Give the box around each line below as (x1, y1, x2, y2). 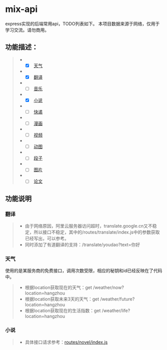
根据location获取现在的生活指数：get (24, 307, 101, 313)
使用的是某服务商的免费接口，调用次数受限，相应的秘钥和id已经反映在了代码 (5, 267, 162, 273)
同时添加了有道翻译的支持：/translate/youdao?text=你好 (24, 241, 140, 248)
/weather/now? (93, 284, 124, 290)
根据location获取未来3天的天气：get (24, 296, 99, 302)
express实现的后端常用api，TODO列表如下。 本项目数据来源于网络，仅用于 (5, 20, 160, 26)
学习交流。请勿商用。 (5, 26, 49, 33)
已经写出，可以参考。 (24, 235, 69, 241)
